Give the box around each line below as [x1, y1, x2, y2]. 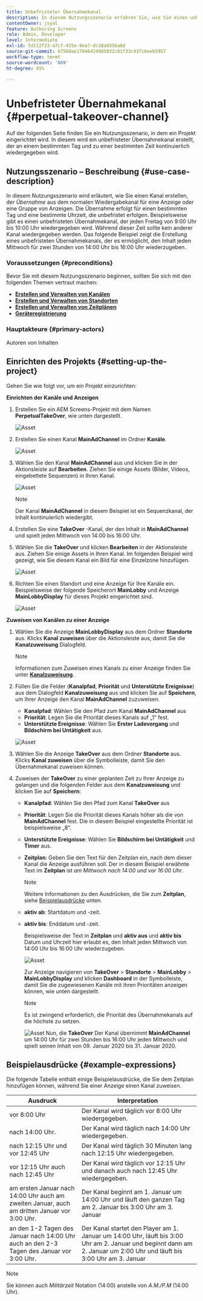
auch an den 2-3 [9, 1239, 59, 1248]
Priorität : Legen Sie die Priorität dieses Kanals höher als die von [24, 811, 184, 818]
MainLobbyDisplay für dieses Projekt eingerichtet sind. [14, 592, 153, 600]
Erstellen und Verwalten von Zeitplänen [14, 304, 117, 311]
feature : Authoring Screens [6, 25, 77, 32]
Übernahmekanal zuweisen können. [14, 763, 105, 770]
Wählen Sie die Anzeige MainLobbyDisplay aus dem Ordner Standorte [14, 628, 192, 635]
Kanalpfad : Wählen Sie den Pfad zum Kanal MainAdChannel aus [24, 707, 186, 714]
